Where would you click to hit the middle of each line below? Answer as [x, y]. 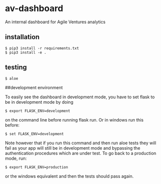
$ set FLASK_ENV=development [34, 134]
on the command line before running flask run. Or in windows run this [74, 120]
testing [16, 68]
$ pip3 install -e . [26, 52]
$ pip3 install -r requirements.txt [42, 48]
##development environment [34, 87]
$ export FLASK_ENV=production [37, 167]
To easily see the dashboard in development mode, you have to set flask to [80, 97]
